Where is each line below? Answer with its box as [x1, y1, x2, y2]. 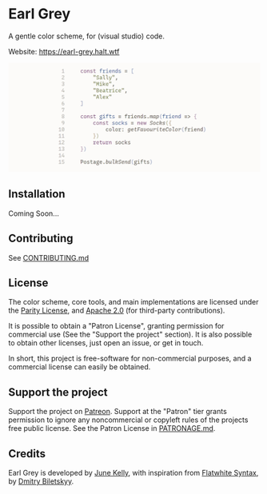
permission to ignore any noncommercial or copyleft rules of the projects [8, 415, 249, 424]
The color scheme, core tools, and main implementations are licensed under [8, 297, 259, 307]
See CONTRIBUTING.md [8, 253, 90, 262]
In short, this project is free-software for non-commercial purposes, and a [8, 353, 252, 364]
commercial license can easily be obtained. [8, 362, 151, 372]
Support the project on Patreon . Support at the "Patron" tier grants [8, 407, 228, 416]
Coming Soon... [8, 209, 60, 218]
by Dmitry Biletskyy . [8, 476, 74, 486]
